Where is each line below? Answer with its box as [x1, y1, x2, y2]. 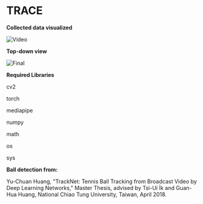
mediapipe [6, 106, 33, 114]
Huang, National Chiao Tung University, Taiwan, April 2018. [18, 191, 167, 198]
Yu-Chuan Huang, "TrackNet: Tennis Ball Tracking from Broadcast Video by [6, 178, 197, 185]
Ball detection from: [6, 166, 58, 173]
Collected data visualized [6, 24, 72, 31]
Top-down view [6, 47, 47, 55]
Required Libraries [6, 71, 55, 78]
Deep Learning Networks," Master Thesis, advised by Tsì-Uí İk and [6, 184, 175, 191]
